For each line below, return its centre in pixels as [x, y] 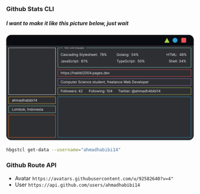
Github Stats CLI [30, 9]
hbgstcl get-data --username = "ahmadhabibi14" [63, 150]
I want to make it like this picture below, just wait [68, 23]
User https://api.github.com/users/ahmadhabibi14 [77, 184]
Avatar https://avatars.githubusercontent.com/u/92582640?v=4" [94, 178]
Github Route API [31, 165]
